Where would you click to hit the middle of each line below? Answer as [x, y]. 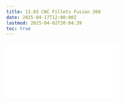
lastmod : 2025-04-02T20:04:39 [44, 23]
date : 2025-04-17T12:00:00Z [42, 17]
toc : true [19, 28]
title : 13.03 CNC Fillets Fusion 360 [54, 12]
